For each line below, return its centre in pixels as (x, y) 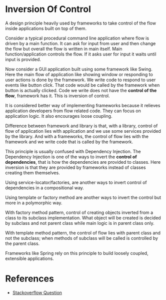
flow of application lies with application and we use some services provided (83, 131)
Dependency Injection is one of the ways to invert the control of (71, 157)
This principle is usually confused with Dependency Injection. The (73, 151)
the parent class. (22, 243)
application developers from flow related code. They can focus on (73, 111)
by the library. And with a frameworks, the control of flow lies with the (77, 136)
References (29, 279)
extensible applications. (29, 258)
